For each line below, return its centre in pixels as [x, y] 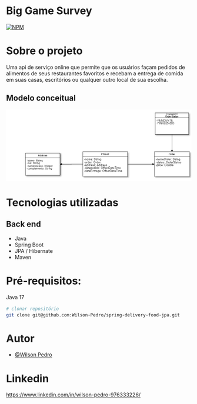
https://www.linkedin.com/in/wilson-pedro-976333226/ [74, 395]
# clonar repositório [33, 309]
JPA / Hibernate [34, 251]
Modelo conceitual [41, 98]
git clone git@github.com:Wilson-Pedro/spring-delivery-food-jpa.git [93, 315]
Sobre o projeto [44, 51]
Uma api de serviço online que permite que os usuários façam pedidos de [96, 67]
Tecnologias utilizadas [62, 203]
